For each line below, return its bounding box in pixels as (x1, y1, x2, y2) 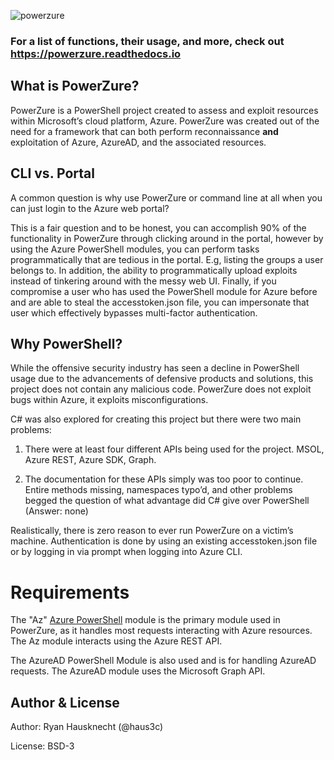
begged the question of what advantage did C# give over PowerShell (24, 495, 310, 507)
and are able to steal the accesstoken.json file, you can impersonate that (10, 296, 310, 308)
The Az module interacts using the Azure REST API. (10, 635, 223, 647)
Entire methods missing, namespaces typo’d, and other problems (24, 484, 293, 496)
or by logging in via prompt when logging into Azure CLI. (10, 546, 243, 558)
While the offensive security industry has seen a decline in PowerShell (10, 362, 300, 374)
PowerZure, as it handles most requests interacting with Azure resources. (10, 625, 313, 637)
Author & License (10, 694, 120, 711)
